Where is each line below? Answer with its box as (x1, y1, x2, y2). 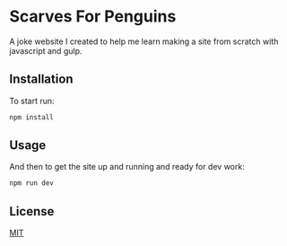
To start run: (9, 95, 56, 106)
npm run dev (9, 179, 54, 188)
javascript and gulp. (9, 45, 83, 56)
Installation (9, 72, 74, 87)
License (9, 204, 55, 219)
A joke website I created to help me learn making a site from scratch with (9, 36, 279, 47)
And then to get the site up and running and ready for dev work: (9, 162, 245, 172)
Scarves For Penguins (9, 6, 177, 27)
